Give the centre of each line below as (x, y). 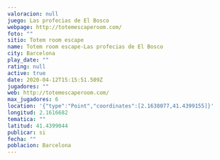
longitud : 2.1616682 (38, 113)
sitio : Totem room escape (45, 40)
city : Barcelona (31, 54)
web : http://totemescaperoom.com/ (59, 93)
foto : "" (20, 34)
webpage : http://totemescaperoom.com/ (65, 27)
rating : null (27, 67)
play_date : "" (28, 60)
